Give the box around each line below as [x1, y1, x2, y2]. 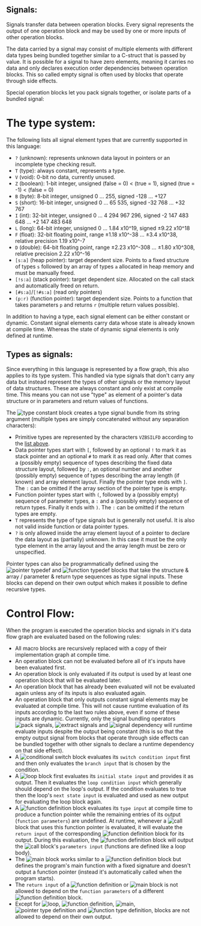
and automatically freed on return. [14, 282, 100, 289]
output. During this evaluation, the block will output [14, 836, 194, 844]
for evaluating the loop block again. [14, 798, 103, 805]
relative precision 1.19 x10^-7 [14, 237, 86, 244]
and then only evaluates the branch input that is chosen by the [14, 759, 170, 767]
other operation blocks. [6, 33, 64, 41]
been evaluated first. [14, 664, 66, 671]
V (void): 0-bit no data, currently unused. [14, 173, 116, 180]
